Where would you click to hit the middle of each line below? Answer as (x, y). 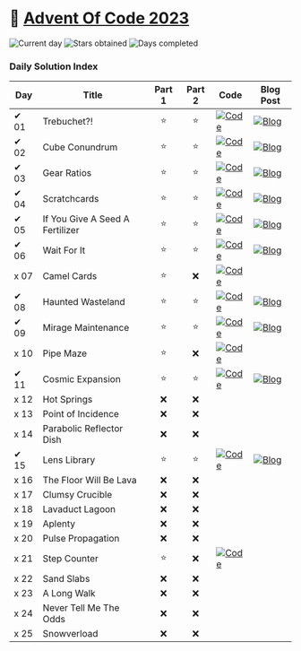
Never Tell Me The (81, 608)
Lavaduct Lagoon (79, 509)
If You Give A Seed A (86, 219)
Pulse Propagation (81, 539)
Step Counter (70, 559)
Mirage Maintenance (86, 328)
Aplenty (59, 524)
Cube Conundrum (80, 147)
